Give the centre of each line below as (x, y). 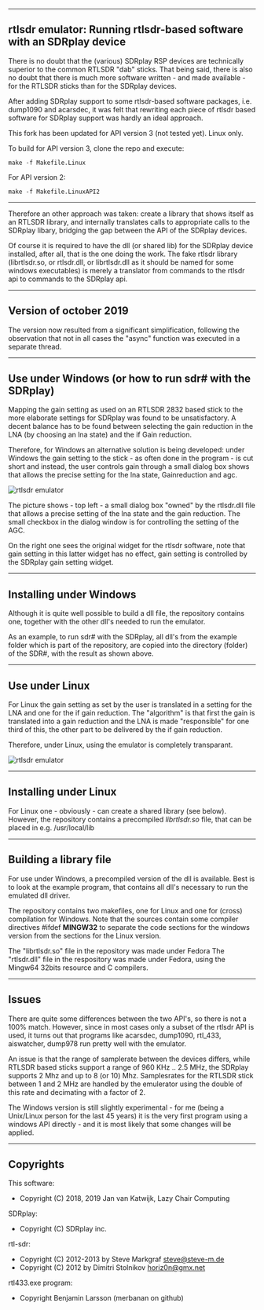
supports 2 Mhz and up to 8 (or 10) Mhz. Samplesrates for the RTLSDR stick (131, 1075)
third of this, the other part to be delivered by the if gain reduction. (115, 730)
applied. (21, 1133)
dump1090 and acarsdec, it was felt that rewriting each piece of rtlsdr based (132, 109)
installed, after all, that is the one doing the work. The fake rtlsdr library (123, 254)
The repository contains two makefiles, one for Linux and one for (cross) (125, 910)
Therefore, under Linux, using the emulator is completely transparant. (121, 745)
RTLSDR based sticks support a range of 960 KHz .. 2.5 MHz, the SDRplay (128, 1067)
